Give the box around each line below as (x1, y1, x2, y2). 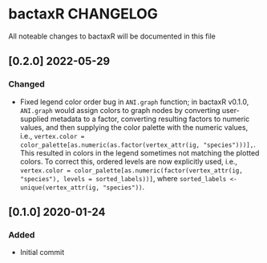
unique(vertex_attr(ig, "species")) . (19, 182, 145, 192)
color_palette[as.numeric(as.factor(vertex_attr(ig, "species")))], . (19, 140, 257, 149)
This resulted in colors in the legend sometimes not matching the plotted (19, 148, 260, 157)
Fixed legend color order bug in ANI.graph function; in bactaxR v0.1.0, (19, 97, 249, 107)
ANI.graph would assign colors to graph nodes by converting (19, 105, 220, 115)
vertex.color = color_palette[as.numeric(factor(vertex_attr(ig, (19, 166, 243, 175)
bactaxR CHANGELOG (8, 5, 159, 23)
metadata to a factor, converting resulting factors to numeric (51, 114, 250, 123)
